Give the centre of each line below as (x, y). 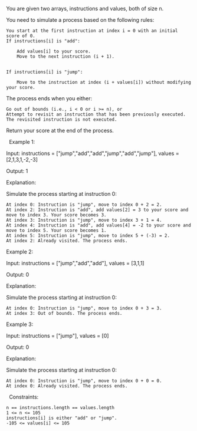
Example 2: (20, 252)
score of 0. (21, 36)
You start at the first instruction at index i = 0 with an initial (92, 31)
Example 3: (20, 324)
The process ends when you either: (49, 98)
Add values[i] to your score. (54, 51)
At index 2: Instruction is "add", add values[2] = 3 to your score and (97, 210)
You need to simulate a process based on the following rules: (80, 20)
